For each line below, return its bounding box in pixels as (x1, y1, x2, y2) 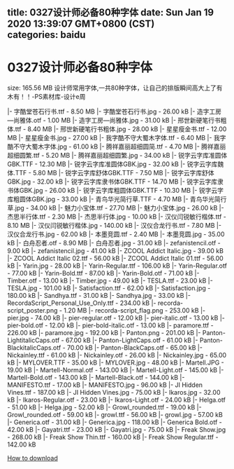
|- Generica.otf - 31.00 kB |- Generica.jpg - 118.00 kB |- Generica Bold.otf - (7, 418, 222, 426)
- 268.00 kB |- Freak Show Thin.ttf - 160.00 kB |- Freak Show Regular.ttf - (7, 433, 219, 442)
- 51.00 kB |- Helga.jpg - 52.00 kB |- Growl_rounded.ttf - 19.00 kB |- (7, 403, 202, 412)
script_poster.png (7, 306, 58, 315)
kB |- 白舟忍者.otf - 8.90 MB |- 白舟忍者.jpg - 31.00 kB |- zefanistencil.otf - (7, 239, 221, 247)
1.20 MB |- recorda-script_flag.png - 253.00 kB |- (64, 306, 206, 315)
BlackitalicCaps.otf (7, 344, 61, 352)
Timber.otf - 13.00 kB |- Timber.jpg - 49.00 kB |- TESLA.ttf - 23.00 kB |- (7, 276, 213, 285)
